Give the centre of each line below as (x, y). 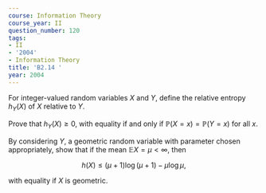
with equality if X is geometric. (58, 181)
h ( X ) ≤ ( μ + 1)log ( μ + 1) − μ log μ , (134, 165)
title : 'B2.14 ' (35, 68)
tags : (17, 38)
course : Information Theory (55, 16)
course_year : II (35, 23)
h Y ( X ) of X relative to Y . (47, 107)
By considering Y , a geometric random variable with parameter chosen (124, 141)
